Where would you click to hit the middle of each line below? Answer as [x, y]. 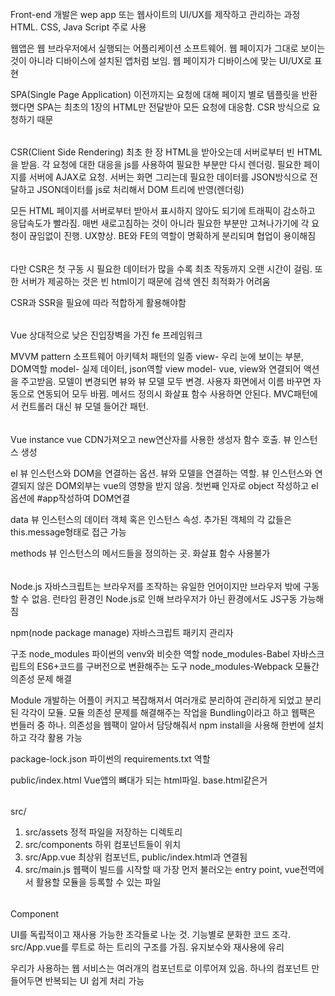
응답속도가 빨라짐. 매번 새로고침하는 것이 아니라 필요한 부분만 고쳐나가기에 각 [160, 223]
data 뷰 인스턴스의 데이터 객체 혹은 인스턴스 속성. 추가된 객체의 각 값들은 [151, 520]
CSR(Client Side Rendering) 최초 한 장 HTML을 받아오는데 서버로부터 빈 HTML [166, 152]
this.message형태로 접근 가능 [68, 532]
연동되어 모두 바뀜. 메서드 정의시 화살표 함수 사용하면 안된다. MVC [165, 394]
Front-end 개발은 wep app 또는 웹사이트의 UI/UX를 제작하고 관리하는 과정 [155, 14]
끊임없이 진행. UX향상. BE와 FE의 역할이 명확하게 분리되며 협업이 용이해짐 [172, 236]
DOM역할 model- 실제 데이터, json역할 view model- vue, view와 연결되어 [156, 369]
